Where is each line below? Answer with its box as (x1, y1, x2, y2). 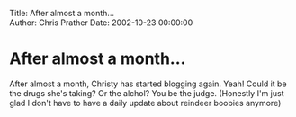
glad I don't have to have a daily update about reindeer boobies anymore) (9, 97, 282, 108)
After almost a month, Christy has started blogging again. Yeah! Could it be (9, 78, 287, 89)
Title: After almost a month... (9, 8, 115, 18)
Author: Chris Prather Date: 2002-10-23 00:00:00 (9, 17, 193, 28)
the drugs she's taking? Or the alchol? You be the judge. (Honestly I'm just (9, 87, 284, 98)
